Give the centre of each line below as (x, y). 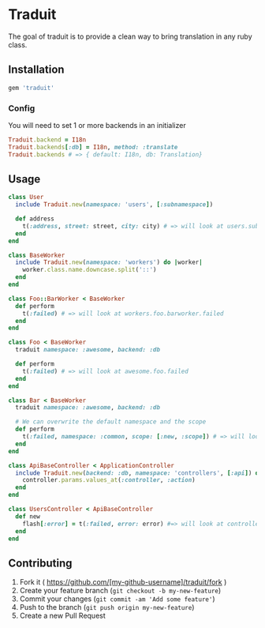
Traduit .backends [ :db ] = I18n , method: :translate (93, 147)
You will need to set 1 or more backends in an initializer (97, 125)
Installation (36, 70)
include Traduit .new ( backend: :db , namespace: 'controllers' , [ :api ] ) (134, 473)
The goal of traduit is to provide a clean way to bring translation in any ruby (130, 36)
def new (28, 516)
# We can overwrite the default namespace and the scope (111, 422)
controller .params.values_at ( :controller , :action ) (109, 480)
